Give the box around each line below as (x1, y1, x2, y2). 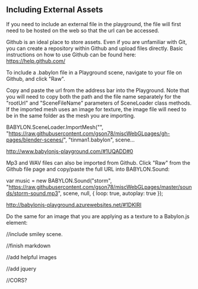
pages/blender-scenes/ (6, 136, 64, 143)
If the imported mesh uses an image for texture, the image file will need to (6, 105, 187, 112)
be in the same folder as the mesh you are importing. (6, 112, 135, 119)
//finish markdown (6, 242, 51, 249)
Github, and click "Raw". (6, 75, 65, 82)
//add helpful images (6, 253, 57, 260)
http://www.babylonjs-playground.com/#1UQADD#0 (6, 147, 133, 155)
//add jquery (6, 265, 37, 272)
